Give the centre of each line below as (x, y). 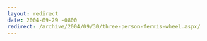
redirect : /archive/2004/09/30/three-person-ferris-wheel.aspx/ (104, 26)
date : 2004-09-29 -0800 (42, 20)
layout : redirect (33, 14)
